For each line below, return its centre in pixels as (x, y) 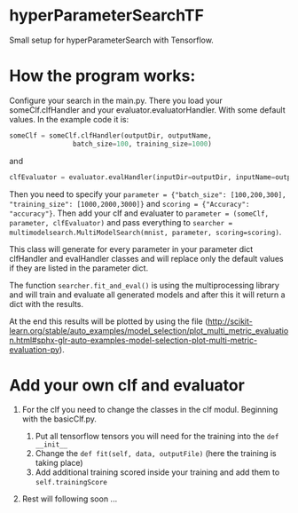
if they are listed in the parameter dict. (79, 268)
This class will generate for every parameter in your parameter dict (131, 249)
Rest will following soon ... (70, 499)
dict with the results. (47, 304)
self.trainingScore (71, 483)
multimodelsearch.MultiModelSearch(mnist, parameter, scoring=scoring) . (145, 232)
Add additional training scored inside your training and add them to (157, 472)
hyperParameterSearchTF (106, 16)
